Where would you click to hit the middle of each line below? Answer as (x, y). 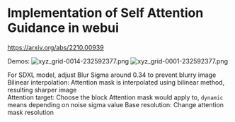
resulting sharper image (42, 90)
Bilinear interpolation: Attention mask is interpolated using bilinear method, (116, 82)
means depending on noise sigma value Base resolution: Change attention (116, 104)
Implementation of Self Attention (105, 13)
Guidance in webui (63, 28)
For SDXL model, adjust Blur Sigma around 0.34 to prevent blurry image (112, 75)
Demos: (19, 61)
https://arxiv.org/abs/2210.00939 (56, 47)
